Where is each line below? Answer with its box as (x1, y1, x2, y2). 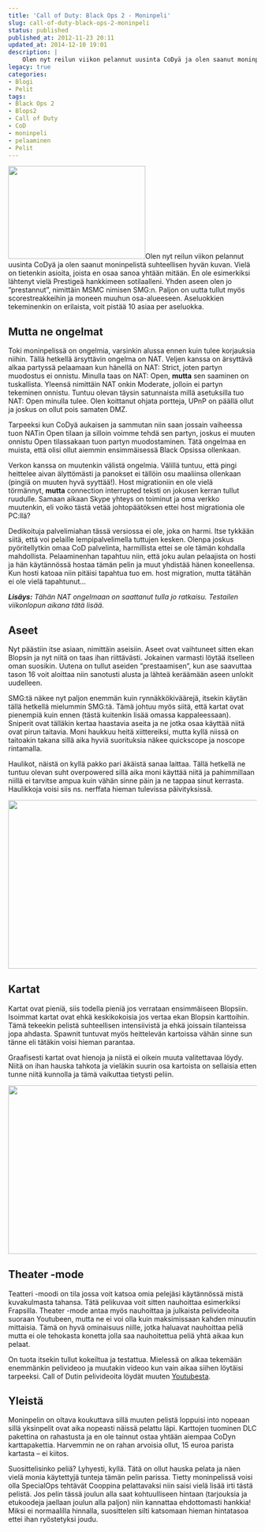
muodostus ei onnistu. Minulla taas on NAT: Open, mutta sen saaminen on (8, 371, 249, 380)
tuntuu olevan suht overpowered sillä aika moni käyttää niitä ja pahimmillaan (8, 768, 255, 777)
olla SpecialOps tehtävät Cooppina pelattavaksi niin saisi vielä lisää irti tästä (8, 1481, 254, 1491)
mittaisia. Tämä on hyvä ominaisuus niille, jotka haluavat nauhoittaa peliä (8, 1322, 244, 1332)
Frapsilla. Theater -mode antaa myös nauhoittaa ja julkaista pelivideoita (8, 1306, 240, 1315)
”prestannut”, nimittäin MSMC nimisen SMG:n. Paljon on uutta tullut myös (8, 286, 245, 295)
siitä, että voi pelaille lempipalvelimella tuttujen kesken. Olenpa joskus (8, 535, 234, 544)
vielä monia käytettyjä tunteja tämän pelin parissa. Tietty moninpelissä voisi (8, 1473, 253, 1482)
